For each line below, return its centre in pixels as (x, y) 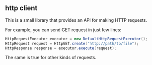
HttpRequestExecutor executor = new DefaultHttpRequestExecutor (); (76, 39)
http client (21, 8)
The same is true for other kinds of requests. (51, 58)
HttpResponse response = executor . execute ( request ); (61, 48)
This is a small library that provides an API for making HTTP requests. (76, 20)
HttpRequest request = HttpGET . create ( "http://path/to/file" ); (72, 43)
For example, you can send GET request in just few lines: (63, 30)
